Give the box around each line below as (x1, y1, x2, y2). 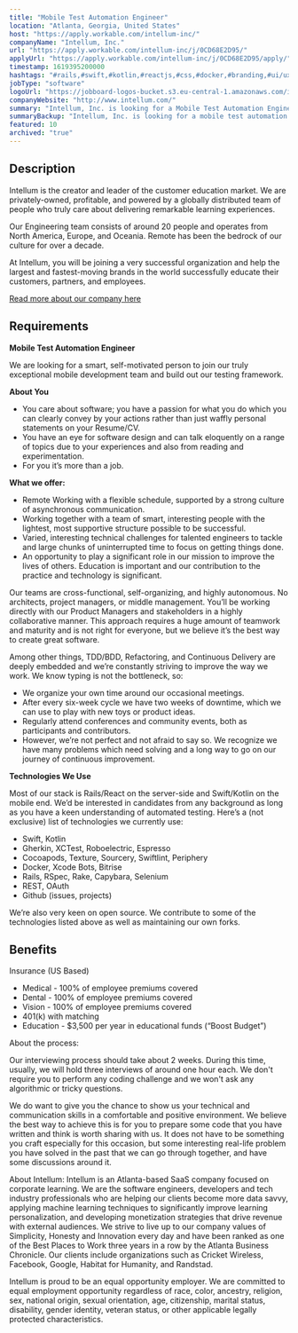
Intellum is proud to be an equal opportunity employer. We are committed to (9, 1276, 286, 1287)
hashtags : (9, 71, 46, 80)
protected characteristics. (9, 1314, 104, 1325)
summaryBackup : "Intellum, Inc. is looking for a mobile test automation (9, 112, 288, 121)
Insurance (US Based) (9, 966, 90, 976)
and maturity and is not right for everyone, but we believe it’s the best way (9, 625, 280, 635)
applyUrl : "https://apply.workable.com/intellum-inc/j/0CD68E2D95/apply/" (9, 54, 292, 63)
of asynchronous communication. (21, 503, 145, 515)
